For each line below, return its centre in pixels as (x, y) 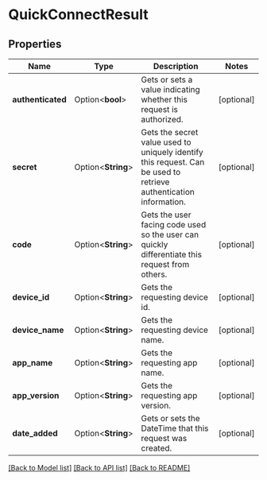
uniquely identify (172, 152)
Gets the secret (170, 132)
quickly (155, 244)
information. (164, 202)
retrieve (155, 182)
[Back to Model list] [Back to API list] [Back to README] (99, 468)
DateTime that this (175, 428)
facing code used (174, 225)
